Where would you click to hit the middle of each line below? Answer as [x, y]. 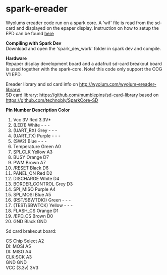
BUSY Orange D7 [31, 157]
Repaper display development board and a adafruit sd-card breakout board [84, 63]
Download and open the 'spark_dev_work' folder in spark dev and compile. [83, 48]
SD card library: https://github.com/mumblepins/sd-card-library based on [82, 95]
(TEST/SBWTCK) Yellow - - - [43, 205]
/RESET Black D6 [31, 168]
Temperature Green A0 [37, 146]
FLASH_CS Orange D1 [36, 211]
